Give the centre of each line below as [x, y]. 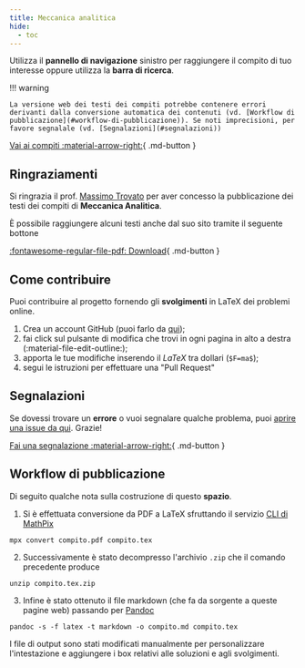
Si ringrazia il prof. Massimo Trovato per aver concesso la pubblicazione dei [152, 196]
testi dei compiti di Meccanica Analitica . [86, 206]
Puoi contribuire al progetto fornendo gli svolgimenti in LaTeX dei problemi [150, 301]
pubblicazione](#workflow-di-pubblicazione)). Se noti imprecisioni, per [152, 121]
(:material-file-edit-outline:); [75, 348]
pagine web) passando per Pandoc [88, 610]
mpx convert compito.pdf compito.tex [81, 540]
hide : [20, 26]
